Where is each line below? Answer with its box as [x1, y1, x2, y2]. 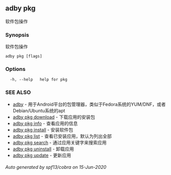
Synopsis [5, 31, 29, 38]
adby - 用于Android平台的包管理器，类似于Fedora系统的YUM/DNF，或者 [12, 101, 166, 107]
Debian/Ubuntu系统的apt [12, 107, 66, 114]
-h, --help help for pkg [10, 77, 68, 82]
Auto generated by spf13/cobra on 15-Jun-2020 [5, 164, 106, 170]
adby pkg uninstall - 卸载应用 [12, 145, 74, 152]
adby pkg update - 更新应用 [12, 152, 72, 158]
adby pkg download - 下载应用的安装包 [12, 114, 95, 120]
